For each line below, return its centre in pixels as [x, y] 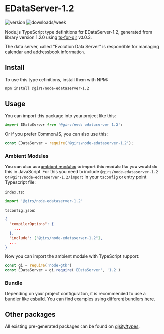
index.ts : [15, 192]
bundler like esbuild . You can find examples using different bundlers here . [80, 299]
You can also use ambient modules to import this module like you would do [81, 167]
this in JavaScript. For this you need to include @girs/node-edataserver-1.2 [82, 172]
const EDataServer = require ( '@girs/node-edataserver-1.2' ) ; [69, 143]
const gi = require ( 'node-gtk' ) [38, 266]
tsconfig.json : [20, 210]
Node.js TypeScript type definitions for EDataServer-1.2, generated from [79, 32]
